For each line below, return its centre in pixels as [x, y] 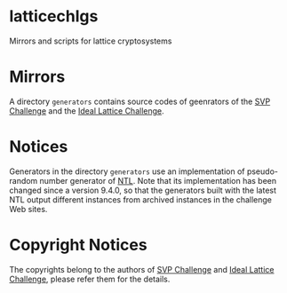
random [24, 180]
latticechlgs [54, 16]
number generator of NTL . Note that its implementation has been [158, 180]
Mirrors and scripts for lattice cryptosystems [91, 41]
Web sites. [28, 209]
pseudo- [262, 171]
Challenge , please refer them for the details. [90, 279]
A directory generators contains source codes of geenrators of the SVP [140, 101]
